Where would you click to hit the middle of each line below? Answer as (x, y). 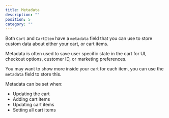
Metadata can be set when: (34, 84)
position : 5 (18, 19)
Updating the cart (31, 94)
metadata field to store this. (33, 74)
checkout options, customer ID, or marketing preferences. (66, 59)
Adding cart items (31, 99)
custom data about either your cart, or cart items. (57, 44)
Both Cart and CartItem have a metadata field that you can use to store (79, 38)
